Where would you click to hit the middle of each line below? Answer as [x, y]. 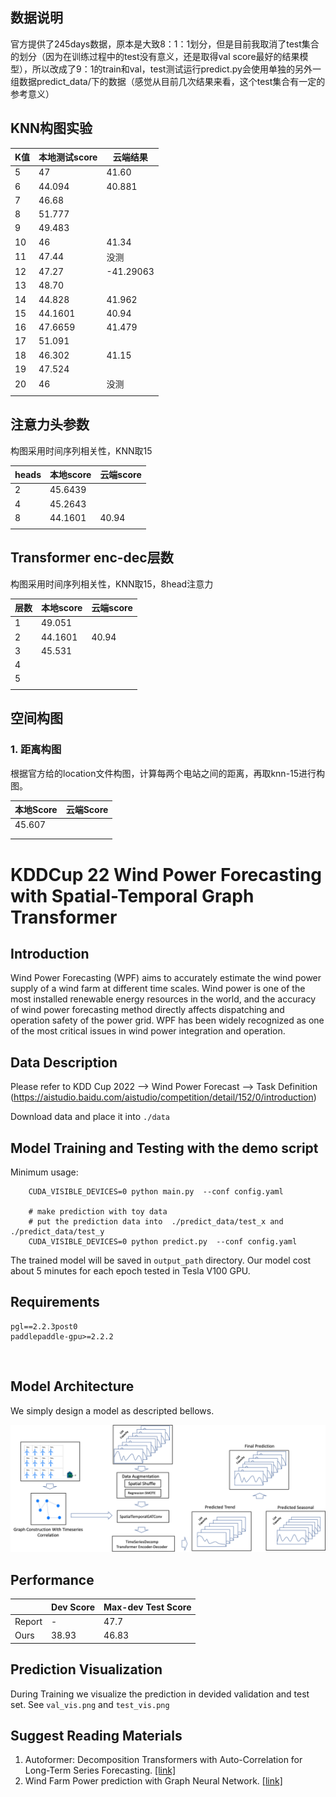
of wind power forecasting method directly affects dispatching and [147, 1010]
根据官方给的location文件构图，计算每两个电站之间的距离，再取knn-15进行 [163, 773]
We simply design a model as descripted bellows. [112, 1410]
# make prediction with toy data [98, 1212]
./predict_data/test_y [57, 1232]
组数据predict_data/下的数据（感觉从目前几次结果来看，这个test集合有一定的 [168, 81]
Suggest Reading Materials [96, 1735]
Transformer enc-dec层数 [92, 558]
